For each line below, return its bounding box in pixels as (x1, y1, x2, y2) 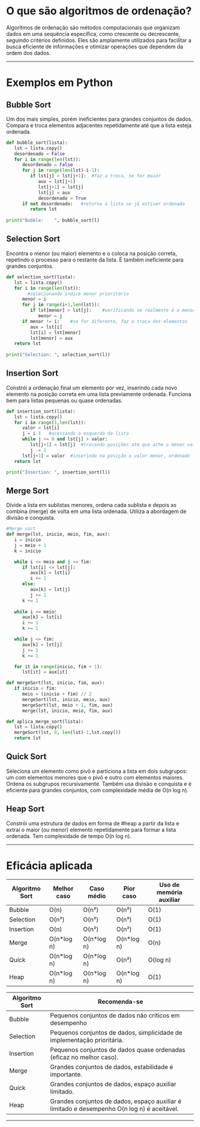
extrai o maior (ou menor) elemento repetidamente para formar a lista (6, 826, 177, 833)
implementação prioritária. (50, 1036, 124, 1044)
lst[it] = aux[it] (21, 669, 68, 675)
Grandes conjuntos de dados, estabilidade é (50, 1062, 174, 1071)
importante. (50, 1070, 83, 1079)
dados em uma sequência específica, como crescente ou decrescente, (6, 30, 180, 37)
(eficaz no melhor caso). (50, 1053, 119, 1061)
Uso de (159, 880, 180, 889)
